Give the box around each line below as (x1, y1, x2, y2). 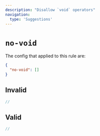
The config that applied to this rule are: (5, 53, 86, 59)
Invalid (5, 86, 27, 94)
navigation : (5, 12, 30, 17)
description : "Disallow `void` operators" (5, 7, 95, 13)
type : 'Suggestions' (10, 17, 53, 22)
